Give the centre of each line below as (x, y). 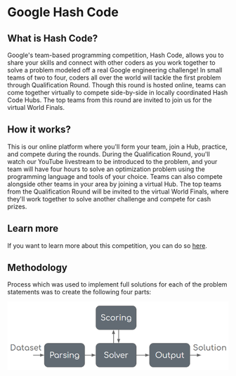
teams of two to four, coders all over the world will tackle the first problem (114, 77)
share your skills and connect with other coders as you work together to (111, 63)
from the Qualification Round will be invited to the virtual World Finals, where (118, 192)
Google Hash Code (63, 12)
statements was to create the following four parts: (79, 292)
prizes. (17, 206)
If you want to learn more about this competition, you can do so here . (107, 245)
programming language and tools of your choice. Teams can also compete (115, 176)
